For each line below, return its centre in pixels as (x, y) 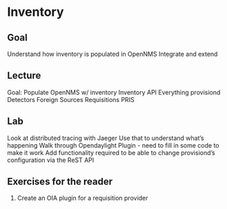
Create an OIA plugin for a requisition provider (82, 198)
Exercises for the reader (60, 182)
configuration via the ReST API (51, 160)
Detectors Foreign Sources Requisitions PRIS (71, 99)
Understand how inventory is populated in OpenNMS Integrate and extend (112, 54)
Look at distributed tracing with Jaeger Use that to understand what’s (106, 138)
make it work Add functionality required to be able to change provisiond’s (111, 152)
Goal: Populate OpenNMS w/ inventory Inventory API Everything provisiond (114, 92)
